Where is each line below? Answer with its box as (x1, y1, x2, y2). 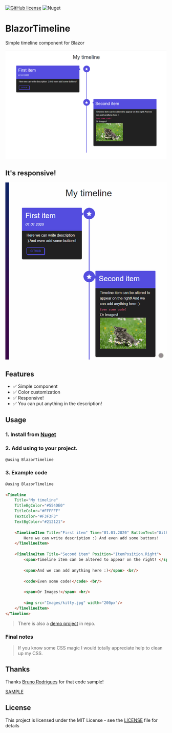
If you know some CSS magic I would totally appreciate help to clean (17, 644, 163, 651)
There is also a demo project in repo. (17, 620, 96, 626)
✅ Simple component (12, 383, 58, 389)
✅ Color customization (12, 389, 60, 395)
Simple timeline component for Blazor (5, 39, 85, 46)
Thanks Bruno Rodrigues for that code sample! (5, 679, 104, 685)
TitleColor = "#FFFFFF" (14, 509, 60, 514)
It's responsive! (5, 169, 56, 177)
